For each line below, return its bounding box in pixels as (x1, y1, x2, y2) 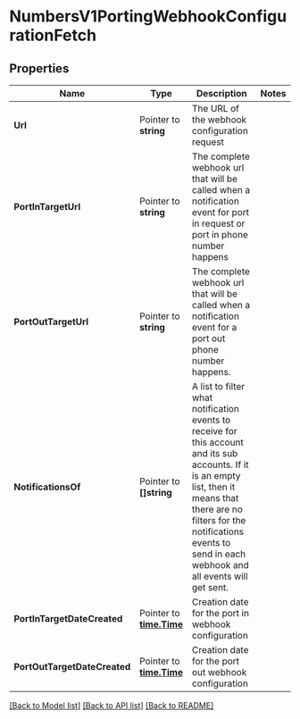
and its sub (191, 447, 238, 459)
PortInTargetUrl (13, 201, 81, 213)
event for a (191, 322, 237, 333)
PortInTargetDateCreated (13, 613, 123, 624)
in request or (191, 217, 246, 230)
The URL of (191, 103, 239, 114)
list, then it (191, 481, 236, 493)
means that (191, 492, 239, 504)
